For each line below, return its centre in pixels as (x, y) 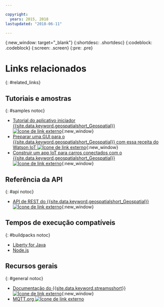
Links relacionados (46, 68)
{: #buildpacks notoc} (28, 235)
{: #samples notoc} (25, 111)
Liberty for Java (29, 245)
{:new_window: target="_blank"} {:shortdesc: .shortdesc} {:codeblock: (79, 43)
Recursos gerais (32, 266)
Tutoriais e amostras (38, 99)
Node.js (21, 250)
